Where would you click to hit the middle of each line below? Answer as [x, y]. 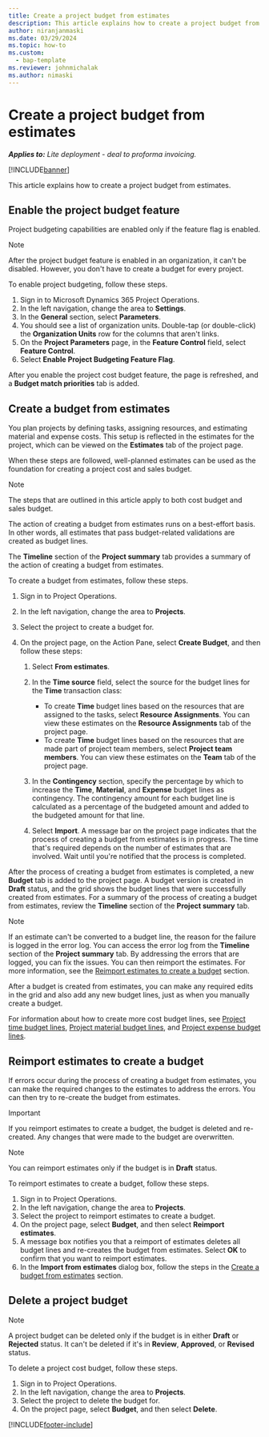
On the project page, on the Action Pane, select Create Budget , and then [140, 643]
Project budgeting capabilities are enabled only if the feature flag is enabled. [134, 230]
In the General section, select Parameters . [90, 317]
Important [24, 1113]
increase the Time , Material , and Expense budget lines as [128, 790]
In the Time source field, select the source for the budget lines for [141, 682]
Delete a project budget [68, 1301]
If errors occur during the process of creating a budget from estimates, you [132, 1080]
